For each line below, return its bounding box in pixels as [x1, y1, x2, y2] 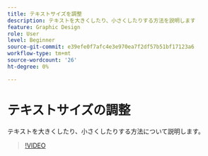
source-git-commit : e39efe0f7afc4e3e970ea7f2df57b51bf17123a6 [7, 43, 195, 50]
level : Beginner [7, 37, 55, 44]
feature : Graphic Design [7, 23, 81, 30]
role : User [7, 30, 40, 38]
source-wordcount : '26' [7, 57, 78, 64]
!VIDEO [24, 141, 46, 150]
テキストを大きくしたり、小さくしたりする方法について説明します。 [7, 127, 205, 135]
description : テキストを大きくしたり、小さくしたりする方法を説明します [7, 17, 196, 24]
